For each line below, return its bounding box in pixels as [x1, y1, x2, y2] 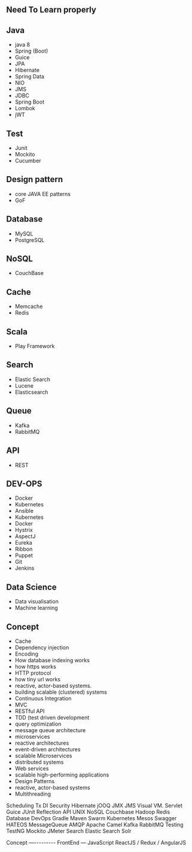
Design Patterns [14, 777, 55, 784]
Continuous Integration [14, 694, 72, 702]
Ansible [14, 507, 34, 515]
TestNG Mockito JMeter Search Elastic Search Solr [6, 827, 132, 835]
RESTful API [14, 707, 45, 715]
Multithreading [14, 790, 51, 797]
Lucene [14, 382, 34, 389]
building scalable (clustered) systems [14, 688, 108, 696]
